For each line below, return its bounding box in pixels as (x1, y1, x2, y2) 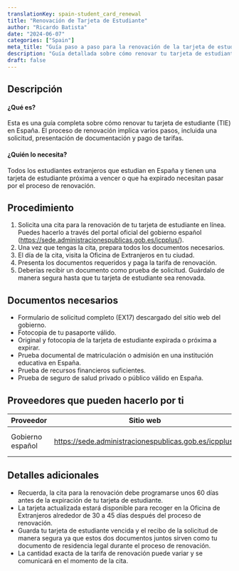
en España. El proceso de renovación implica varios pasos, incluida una (7, 126, 217, 135)
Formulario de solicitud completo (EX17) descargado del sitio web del (17, 313, 221, 322)
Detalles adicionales (7, 469, 100, 481)
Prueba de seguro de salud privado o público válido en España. (17, 374, 204, 382)
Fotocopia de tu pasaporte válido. (17, 328, 117, 337)
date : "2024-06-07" (7, 30, 65, 38)
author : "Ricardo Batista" (7, 23, 87, 31)
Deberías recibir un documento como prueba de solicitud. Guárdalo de (17, 266, 225, 275)
